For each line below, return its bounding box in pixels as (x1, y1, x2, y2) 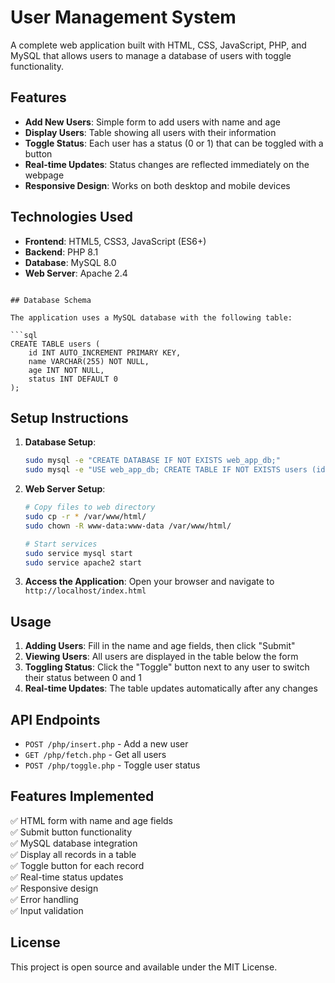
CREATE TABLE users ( (10, 339, 101, 349)
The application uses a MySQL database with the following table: (10, 312, 293, 323)
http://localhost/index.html (24, 586, 147, 596)
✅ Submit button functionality (10, 826, 132, 838)
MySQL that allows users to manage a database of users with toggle (10, 49, 292, 61)
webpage (24, 169, 65, 181)
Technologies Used (10, 209, 133, 226)
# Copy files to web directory (24, 502, 156, 513)
